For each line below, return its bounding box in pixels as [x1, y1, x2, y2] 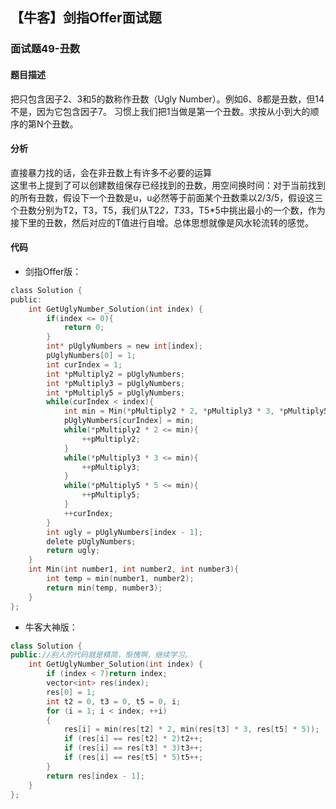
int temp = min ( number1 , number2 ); [46, 574, 195, 584]
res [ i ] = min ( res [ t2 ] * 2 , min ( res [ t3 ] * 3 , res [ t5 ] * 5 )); [63, 724, 320, 735]
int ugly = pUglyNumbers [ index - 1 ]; [46, 527, 203, 537]
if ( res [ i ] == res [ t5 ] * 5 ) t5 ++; [63, 753, 204, 763]
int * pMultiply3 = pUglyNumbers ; [46, 378, 186, 388]
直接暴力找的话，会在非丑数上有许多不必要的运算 [10, 166, 212, 178]
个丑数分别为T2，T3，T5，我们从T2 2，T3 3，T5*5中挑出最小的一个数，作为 [10, 204, 326, 216]
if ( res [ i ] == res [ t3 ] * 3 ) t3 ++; [63, 743, 204, 753]
